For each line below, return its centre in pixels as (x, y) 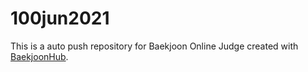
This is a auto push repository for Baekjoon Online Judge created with (154, 46)
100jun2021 (60, 18)
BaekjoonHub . (39, 56)
